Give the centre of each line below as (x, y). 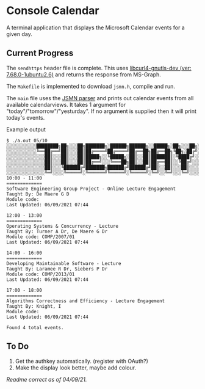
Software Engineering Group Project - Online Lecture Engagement (91, 189)
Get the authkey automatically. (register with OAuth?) (81, 361)
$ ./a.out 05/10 (27, 140)
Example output (26, 129)
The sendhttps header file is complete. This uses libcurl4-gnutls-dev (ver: (99, 68)
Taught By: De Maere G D (38, 194)
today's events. (26, 117)
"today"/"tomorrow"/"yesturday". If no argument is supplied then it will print (102, 111)
